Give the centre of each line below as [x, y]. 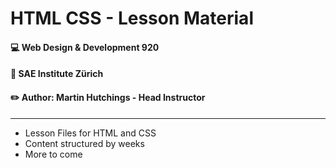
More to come [53, 154]
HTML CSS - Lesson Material [132, 18]
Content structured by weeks [84, 143]
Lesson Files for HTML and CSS [90, 133]
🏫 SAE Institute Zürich [57, 74]
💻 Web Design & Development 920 [85, 47]
